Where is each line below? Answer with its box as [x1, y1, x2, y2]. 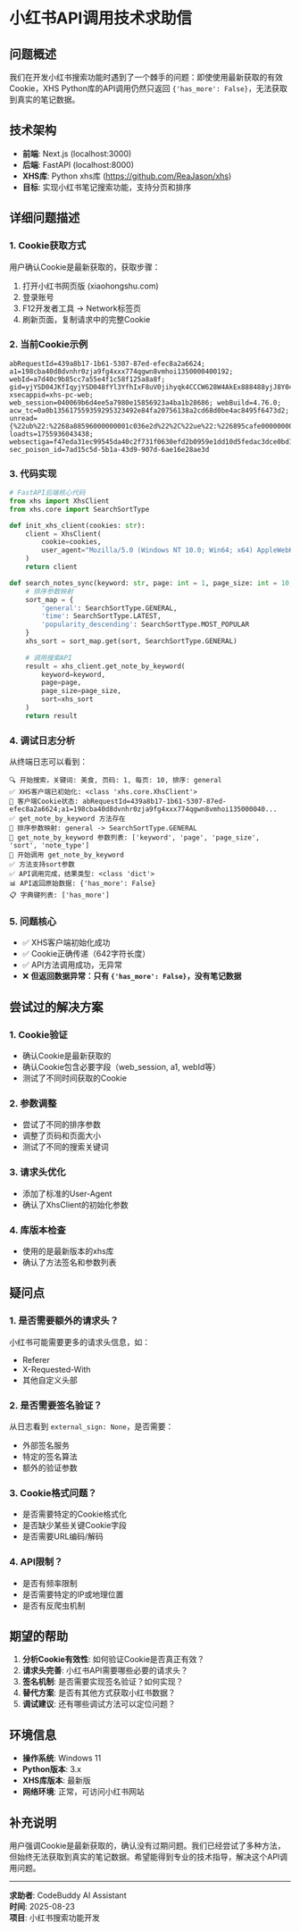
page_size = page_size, [41, 687, 122, 696]
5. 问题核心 [9, 915, 57, 928]
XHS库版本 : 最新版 [21, 1775, 91, 1786]
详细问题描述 [9, 211, 80, 226]
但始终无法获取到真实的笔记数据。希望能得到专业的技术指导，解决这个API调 [9, 1852, 288, 1862]
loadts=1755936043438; [9, 430, 94, 439]
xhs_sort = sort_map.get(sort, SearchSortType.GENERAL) [25, 637, 238, 646]
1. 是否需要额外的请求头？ [9, 1315, 119, 1327]
